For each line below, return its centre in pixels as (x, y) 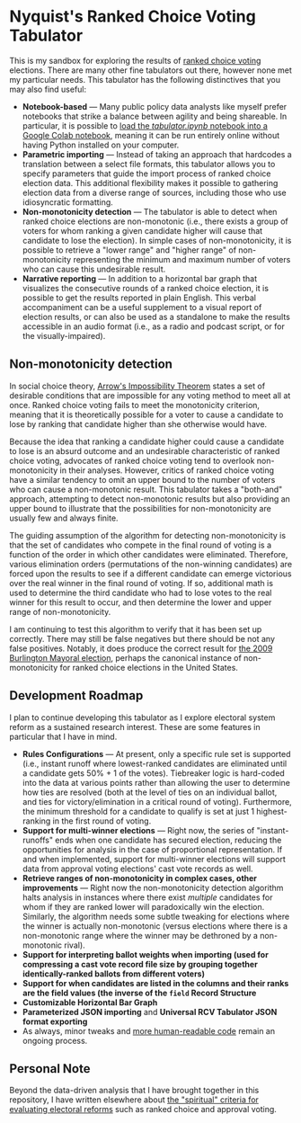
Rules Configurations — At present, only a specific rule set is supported (156, 753)
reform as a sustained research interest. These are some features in (135, 726)
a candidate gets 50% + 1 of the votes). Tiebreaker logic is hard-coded (153, 773)
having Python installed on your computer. (101, 145)
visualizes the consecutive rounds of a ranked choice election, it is (146, 288)
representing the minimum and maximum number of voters (182, 259)
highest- (271, 811)
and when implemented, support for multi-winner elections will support (154, 859)
